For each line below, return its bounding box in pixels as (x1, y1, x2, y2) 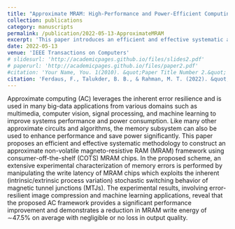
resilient (7, 191, 30, 200)
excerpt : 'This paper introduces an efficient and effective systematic (7, 36, 224, 43)
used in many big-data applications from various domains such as (7, 102, 198, 111)
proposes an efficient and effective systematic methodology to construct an (7, 139, 226, 148)
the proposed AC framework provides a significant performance (7, 199, 192, 207)
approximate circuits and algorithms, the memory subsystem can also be (7, 124, 217, 133)
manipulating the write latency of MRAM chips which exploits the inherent (7, 169, 220, 177)
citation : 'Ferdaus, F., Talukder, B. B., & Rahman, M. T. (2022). (7, 75, 208, 83)
